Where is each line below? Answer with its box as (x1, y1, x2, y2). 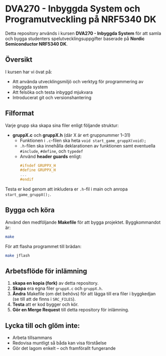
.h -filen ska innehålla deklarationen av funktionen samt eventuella (19, 142, 156, 148)
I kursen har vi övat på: (5, 69, 52, 75)
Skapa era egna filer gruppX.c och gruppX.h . (12, 285, 103, 291)
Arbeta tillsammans (12, 334, 52, 341)
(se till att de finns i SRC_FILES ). (12, 296, 76, 302)
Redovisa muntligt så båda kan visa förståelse (12, 340, 107, 346)
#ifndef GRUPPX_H (19, 163, 56, 168)
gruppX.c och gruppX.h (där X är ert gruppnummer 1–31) (12, 132, 131, 138)
